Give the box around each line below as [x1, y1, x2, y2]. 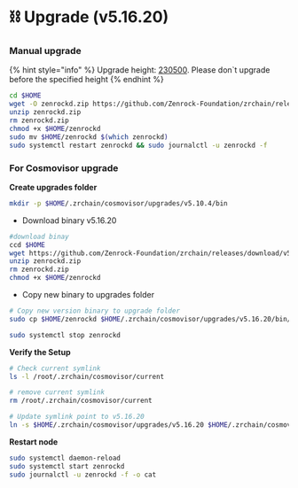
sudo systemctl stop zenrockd [9, 330, 122, 339]
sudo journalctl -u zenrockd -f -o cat [9, 470, 157, 479]
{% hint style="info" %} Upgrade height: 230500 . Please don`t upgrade [9, 65, 271, 75]
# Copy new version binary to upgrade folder [9, 306, 180, 315]
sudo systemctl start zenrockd [9, 461, 125, 470]
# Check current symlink [9, 364, 101, 373]
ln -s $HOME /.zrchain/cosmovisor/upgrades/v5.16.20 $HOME [9, 421, 228, 430]
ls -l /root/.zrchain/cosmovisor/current [9, 372, 165, 381]
